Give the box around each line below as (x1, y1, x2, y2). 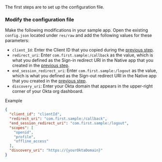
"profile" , (14, 134, 36, 139)
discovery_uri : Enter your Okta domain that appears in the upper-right (12, 83, 153, 89)
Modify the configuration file (5, 16, 74, 23)
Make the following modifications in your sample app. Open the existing (5, 27, 148, 33)
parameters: (5, 37, 30, 43)
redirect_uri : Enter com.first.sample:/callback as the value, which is (12, 52, 153, 58)
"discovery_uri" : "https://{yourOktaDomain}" (9, 148, 103, 153)
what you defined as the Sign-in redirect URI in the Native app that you (12, 57, 154, 63)
